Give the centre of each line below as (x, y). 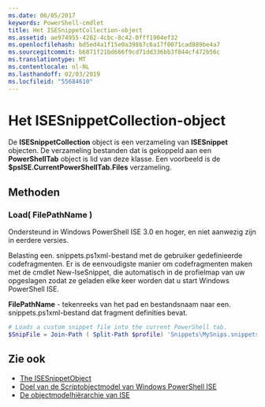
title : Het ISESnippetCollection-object (76, 30)
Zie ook (27, 359)
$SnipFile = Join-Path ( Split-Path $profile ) (86, 334)
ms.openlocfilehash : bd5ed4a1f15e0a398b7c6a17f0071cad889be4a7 (114, 45)
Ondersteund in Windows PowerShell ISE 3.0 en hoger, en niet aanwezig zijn (132, 232)
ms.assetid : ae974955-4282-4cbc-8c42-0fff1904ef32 (93, 37)
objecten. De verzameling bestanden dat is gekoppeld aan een (110, 151)
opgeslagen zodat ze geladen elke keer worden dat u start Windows (119, 281)
